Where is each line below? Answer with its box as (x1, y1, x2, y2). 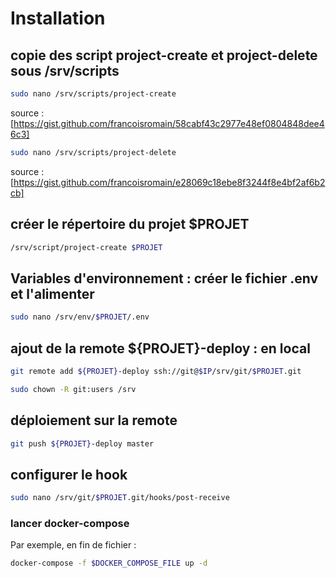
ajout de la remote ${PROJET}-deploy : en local (10, 340, 311, 357)
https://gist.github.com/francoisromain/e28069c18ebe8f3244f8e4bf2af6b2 (13, 176, 326, 188)
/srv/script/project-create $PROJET (10, 242, 163, 252)
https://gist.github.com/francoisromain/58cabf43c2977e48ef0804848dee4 (13, 117, 325, 129)
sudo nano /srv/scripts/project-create (10, 89, 177, 99)
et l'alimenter (10, 285, 95, 302)
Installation (10, 7, 106, 30)
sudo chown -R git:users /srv (10, 384, 137, 394)
